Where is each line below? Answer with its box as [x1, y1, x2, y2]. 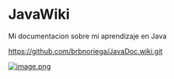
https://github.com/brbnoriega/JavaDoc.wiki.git [8, 46, 164, 56]
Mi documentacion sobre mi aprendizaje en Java [8, 31, 168, 41]
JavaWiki [8, 5, 70, 23]
